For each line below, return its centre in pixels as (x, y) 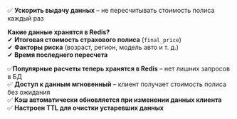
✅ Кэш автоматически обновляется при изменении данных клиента (115, 100)
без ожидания (29, 92)
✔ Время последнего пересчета (58, 55)
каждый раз (26, 18)
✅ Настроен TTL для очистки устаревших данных (85, 108)
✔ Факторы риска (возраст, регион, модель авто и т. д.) (93, 47)
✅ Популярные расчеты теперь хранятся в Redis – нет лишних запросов (118, 68)
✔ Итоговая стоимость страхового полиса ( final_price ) (94, 40)
